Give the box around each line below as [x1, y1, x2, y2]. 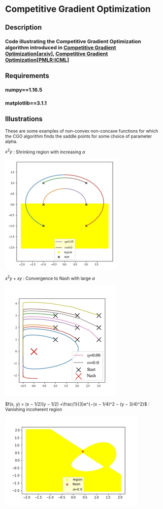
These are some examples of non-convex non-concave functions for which [5, 128, 159, 134]
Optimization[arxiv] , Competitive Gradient [5, 50, 108, 57]
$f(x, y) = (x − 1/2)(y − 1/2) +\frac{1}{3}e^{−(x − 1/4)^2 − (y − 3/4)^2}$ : [5, 401, 150, 407]
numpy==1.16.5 [5, 86, 43, 93]
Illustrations [5, 115, 43, 123]
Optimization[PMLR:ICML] [5, 56, 69, 63]
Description [5, 23, 42, 32]
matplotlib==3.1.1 [5, 100, 47, 107]
